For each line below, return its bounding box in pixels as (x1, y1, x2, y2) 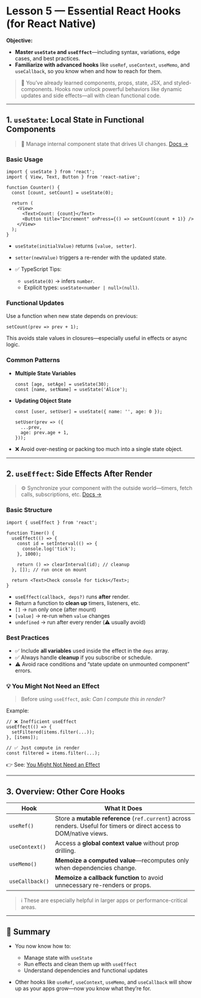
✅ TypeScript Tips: (14, 266, 62, 273)
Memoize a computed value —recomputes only (54, 856, 190, 865)
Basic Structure (6, 506, 53, 514)
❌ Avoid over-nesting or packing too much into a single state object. (14, 445, 183, 452)
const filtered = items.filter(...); (6, 750, 100, 756)
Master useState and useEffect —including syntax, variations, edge (14, 48, 181, 55)
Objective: (6, 37, 33, 44)
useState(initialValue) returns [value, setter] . (14, 242, 136, 249)
